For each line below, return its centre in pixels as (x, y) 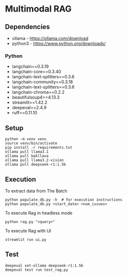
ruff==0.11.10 (24, 113)
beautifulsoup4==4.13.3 (36, 97)
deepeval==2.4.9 (29, 108)
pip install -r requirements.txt (39, 148)
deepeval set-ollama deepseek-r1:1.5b (44, 265)
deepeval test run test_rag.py (37, 270)
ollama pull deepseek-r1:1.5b (36, 165)
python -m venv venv (26, 139)
